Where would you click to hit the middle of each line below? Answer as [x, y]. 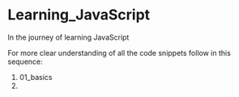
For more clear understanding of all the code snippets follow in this [119, 53]
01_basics [36, 77]
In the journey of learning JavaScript [68, 37]
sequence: [26, 61]
